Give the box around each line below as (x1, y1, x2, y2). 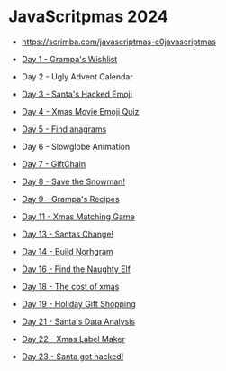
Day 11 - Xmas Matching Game (21, 210, 136, 222)
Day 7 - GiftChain (21, 158, 86, 169)
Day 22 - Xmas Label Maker (21, 333, 125, 344)
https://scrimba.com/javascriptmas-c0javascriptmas (21, 36, 217, 47)
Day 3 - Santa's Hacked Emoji (21, 88, 132, 99)
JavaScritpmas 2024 (8, 6, 168, 27)
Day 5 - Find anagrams (21, 124, 107, 134)
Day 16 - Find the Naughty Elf (21, 264, 131, 274)
